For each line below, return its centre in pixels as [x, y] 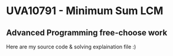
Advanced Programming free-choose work [87, 33]
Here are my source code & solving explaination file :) [71, 47]
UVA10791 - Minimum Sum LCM [85, 11]
